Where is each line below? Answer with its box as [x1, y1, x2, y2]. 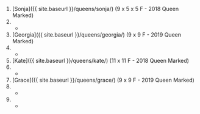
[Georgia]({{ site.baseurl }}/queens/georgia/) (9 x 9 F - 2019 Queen [12, 31, 182, 38]
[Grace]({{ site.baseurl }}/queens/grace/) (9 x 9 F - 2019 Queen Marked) [12, 76, 195, 84]
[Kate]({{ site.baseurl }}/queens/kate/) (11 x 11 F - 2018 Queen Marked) [12, 57, 189, 64]
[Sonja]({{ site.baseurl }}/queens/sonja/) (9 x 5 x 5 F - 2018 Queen [12, 5, 179, 12]
